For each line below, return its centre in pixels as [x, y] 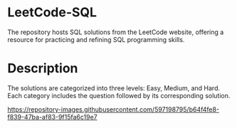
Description [43, 69]
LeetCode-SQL [52, 12]
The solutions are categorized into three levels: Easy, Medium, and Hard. [114, 88]
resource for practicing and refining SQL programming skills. [96, 39]
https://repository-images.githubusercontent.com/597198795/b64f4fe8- [113, 109]
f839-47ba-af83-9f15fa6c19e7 [52, 117]
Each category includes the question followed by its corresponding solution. [119, 95]
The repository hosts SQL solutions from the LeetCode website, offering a [116, 32]
